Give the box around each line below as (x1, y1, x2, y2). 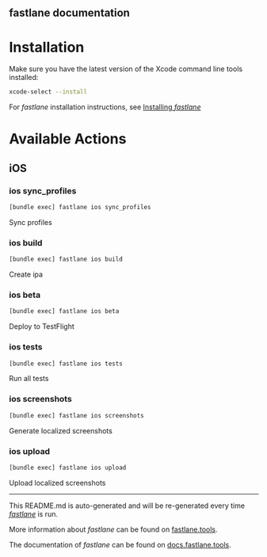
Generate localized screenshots (9, 425, 113, 435)
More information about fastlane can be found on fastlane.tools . (9, 525, 218, 534)
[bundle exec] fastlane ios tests (9, 360, 124, 368)
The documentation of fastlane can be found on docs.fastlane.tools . (9, 540, 232, 549)
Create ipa (9, 269, 43, 280)
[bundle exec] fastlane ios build (9, 255, 124, 264)
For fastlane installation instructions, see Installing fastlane (9, 102, 201, 112)
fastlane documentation (9, 6, 130, 20)
